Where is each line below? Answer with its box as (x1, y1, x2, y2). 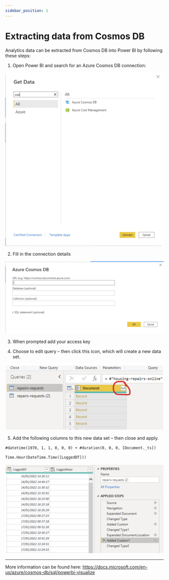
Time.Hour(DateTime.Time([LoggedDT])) (5, 454, 87, 460)
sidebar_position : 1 (5, 8, 49, 13)
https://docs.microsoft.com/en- (82, 564, 148, 570)
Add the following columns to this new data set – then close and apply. (12, 435, 159, 441)
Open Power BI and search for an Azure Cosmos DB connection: (12, 62, 146, 68)
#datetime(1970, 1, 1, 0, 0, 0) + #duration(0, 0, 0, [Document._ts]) (5, 445, 156, 450)
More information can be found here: (5, 564, 81, 570)
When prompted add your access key (12, 338, 91, 344)
